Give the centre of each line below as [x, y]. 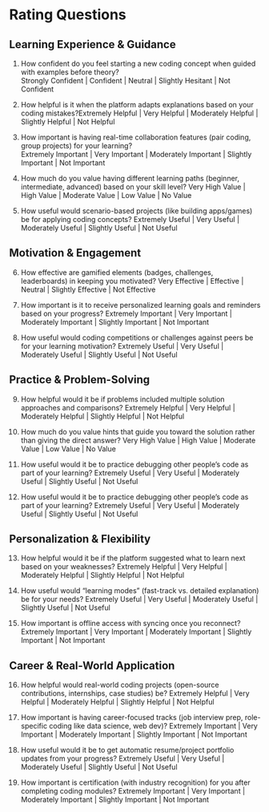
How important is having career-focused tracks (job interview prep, [132, 717]
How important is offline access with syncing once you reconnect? [130, 624]
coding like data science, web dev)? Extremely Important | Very [153, 726]
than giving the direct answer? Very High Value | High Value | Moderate [138, 440]
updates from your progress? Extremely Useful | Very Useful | [122, 758]
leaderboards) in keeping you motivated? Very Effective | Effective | [132, 281]
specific [34, 726]
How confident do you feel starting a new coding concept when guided [138, 63]
